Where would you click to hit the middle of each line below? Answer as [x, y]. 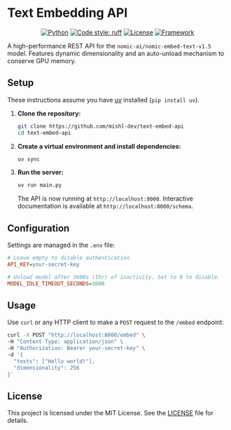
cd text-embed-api [44, 133]
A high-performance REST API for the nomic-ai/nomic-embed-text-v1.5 [109, 46]
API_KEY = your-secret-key [43, 264]
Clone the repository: [49, 113]
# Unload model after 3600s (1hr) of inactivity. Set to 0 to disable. [114, 277]
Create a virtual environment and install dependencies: [99, 146]
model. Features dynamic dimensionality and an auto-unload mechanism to [116, 53]
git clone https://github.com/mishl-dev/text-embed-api [100, 126]
